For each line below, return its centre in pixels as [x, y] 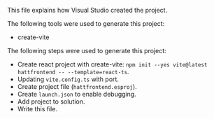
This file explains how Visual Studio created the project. [87, 10]
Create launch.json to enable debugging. [77, 94]
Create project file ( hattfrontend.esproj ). [77, 86]
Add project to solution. [51, 101]
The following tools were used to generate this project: [86, 23]
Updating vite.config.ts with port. [68, 79]
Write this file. [37, 109]
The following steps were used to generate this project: [87, 51]
